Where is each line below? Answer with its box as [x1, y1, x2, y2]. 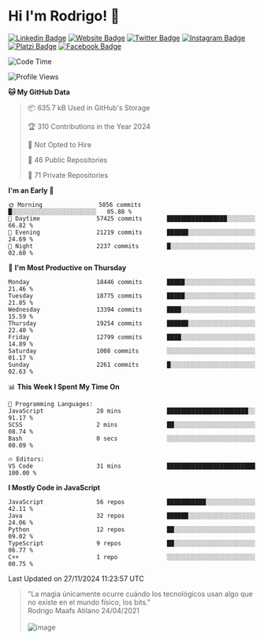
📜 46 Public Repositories [27, 155, 108, 165]
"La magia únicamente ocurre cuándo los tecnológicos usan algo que [27, 589, 254, 598]
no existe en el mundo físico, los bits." [27, 597, 151, 607]
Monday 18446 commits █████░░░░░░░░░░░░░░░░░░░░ [8, 278, 256, 286]
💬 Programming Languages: [8, 400, 93, 408]
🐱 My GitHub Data [8, 87, 71, 97]
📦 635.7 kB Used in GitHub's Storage [27, 102, 151, 113]
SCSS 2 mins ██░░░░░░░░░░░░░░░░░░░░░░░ [8, 420, 256, 428]
